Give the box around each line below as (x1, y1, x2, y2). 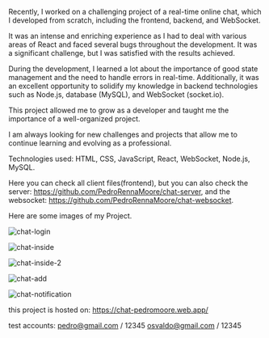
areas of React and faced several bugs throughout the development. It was (8, 40, 258, 49)
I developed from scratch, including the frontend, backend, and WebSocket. (8, 15, 261, 25)
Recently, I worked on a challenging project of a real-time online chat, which (8, 7, 262, 16)
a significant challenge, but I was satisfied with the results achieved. (8, 49, 236, 57)
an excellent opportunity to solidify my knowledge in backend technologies (8, 81, 258, 91)
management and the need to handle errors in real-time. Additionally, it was (8, 73, 260, 82)
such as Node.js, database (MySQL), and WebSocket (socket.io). (8, 90, 225, 99)
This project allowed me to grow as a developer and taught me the (8, 105, 229, 115)
